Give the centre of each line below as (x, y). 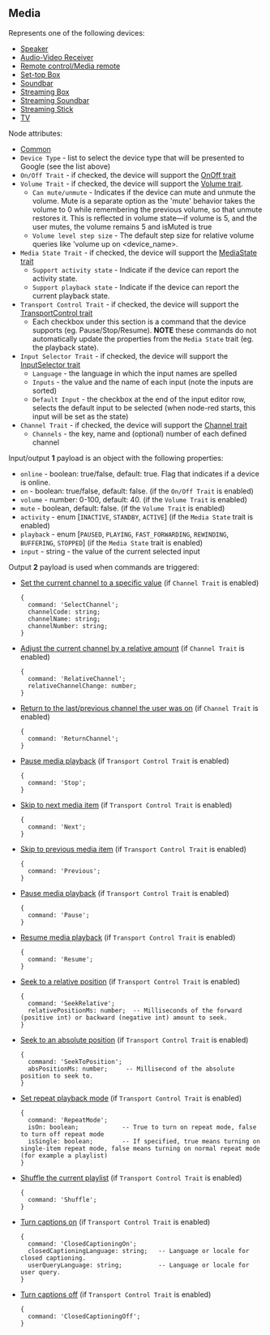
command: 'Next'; (57, 827)
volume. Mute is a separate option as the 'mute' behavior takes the (144, 200)
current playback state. (71, 295)
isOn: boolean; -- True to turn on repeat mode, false (142, 1127)
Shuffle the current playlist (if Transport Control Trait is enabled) (131, 1178)
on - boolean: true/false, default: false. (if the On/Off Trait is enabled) (137, 491)
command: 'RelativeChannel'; (77, 678)
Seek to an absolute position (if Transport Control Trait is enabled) (134, 1040)
